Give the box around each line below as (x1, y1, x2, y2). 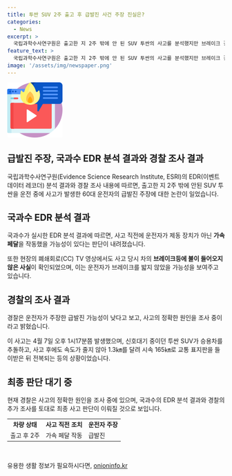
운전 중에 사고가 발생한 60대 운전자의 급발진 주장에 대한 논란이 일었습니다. (19, 190, 219, 198)
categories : (7, 18, 41, 26)
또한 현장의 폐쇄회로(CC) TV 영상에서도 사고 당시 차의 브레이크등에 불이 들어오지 (7, 255, 223, 263)
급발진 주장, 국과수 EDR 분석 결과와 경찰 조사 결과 (7, 152, 204, 165)
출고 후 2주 (10, 431, 40, 439)
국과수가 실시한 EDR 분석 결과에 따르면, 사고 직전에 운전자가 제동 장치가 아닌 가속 (7, 231, 225, 239)
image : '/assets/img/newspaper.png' (7, 62, 113, 69)
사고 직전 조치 (46, 420, 83, 428)
